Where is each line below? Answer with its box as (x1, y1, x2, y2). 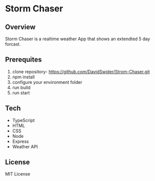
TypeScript (12, 117, 35, 123)
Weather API (12, 143, 38, 149)
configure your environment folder (12, 79, 82, 85)
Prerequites (5, 56, 42, 64)
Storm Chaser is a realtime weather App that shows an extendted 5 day (5, 36, 151, 42)
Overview (5, 23, 36, 31)
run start (12, 90, 30, 96)
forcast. (5, 41, 21, 47)
